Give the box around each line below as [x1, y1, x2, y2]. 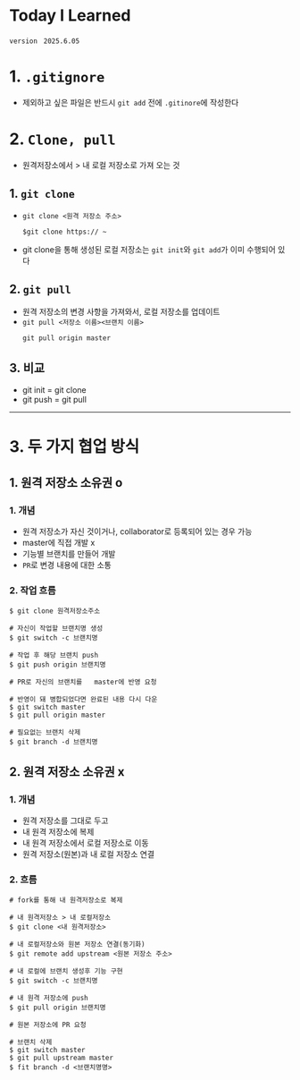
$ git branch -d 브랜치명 [9, 737, 98, 747]
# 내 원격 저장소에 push [9, 994, 89, 1003]
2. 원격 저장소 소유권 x [9, 764, 125, 779]
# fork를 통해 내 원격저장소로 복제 [9, 896, 123, 905]
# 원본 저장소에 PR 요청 [9, 1021, 87, 1030]
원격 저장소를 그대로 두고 [21, 815, 109, 826]
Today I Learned [9, 5, 131, 26]
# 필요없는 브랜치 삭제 [9, 728, 81, 737]
